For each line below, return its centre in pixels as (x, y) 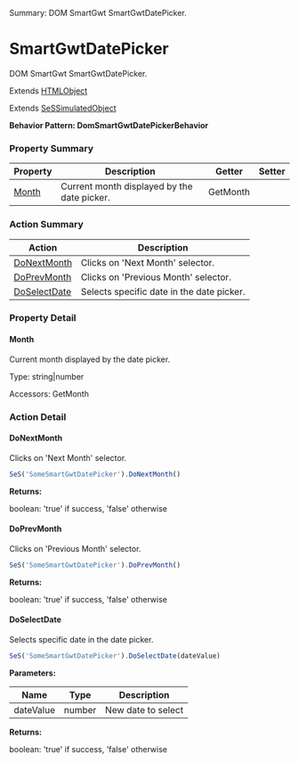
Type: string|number (47, 376)
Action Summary (46, 225)
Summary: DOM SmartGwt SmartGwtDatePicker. (98, 13)
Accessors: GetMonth (49, 394)
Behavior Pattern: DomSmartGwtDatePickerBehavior (109, 125)
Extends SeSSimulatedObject (63, 108)
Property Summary (52, 148)
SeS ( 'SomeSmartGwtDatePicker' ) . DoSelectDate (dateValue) (115, 656)
